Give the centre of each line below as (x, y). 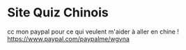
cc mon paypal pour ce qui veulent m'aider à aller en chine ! (93, 32)
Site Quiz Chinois (58, 13)
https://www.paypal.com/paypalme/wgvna (69, 38)
